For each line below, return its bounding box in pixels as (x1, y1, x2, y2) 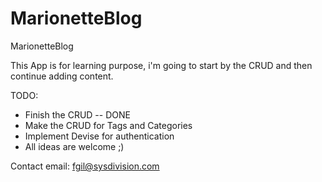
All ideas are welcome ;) (24, 140, 125, 152)
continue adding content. (10, 70, 114, 82)
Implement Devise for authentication (24, 130, 175, 142)
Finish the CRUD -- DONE (24, 108, 131, 121)
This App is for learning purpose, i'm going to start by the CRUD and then (10, 59, 313, 71)
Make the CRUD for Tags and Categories (24, 119, 193, 131)
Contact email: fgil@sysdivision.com (10, 160, 160, 172)
